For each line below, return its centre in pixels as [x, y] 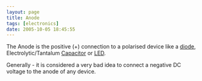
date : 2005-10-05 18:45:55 [41, 29]
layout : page [23, 12]
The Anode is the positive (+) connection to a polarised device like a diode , [101, 47]
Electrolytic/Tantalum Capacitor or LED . [56, 53]
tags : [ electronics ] [33, 23]
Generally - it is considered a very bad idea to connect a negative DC [94, 65]
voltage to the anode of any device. [51, 72]
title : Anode [23, 18]
